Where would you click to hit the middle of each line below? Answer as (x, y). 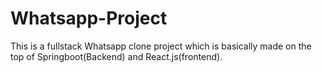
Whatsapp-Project (89, 18)
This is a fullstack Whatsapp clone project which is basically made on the (161, 46)
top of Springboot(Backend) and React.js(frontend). (116, 56)
